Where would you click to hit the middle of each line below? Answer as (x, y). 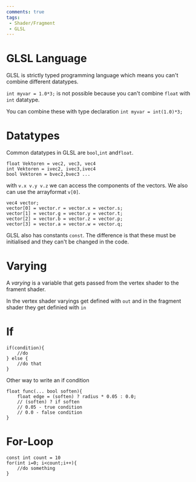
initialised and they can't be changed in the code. (67, 242)
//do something (36, 468)
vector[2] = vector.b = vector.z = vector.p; (64, 219)
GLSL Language (47, 59)
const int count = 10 (34, 458)
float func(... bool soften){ (44, 391)
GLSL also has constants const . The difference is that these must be (91, 236)
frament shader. (26, 289)
